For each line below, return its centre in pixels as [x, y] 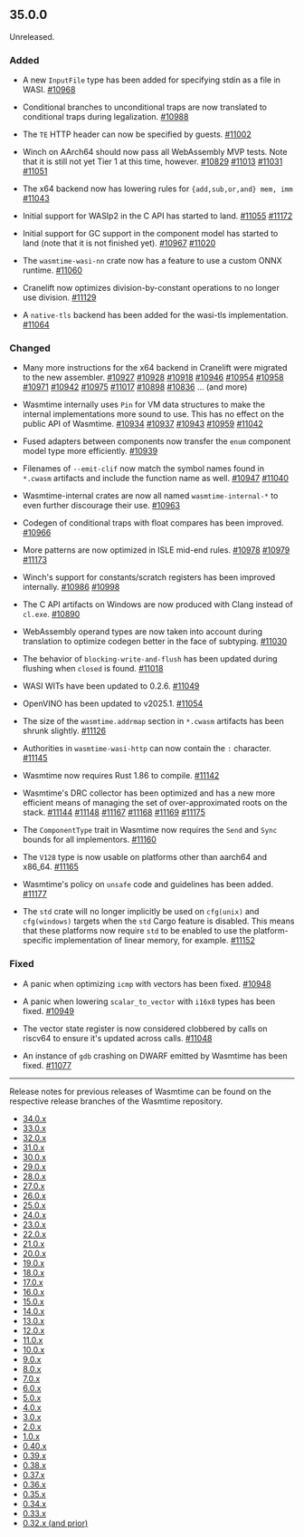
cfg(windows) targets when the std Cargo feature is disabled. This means [158, 921]
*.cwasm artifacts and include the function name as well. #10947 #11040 [156, 478]
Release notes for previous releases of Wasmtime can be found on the [140, 1091]
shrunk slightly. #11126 [64, 731]
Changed [30, 348]
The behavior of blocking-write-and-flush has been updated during [150, 659]
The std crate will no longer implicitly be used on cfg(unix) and [141, 912]
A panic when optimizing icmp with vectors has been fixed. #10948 [147, 983]
